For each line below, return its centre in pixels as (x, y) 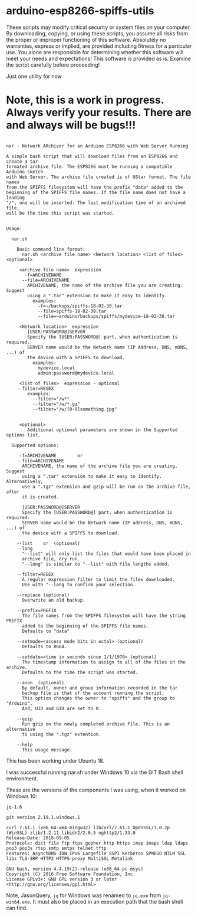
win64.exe (18, 902)
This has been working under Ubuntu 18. (55, 761)
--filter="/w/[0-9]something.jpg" (75, 409)
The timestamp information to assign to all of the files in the (103, 662)
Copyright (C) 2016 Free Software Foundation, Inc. (71, 874)
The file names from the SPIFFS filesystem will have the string (103, 615)
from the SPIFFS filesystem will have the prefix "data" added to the (95, 187)
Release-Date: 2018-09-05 (38, 838)
